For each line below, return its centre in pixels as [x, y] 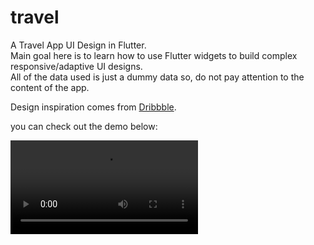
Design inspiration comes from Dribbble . [93, 107]
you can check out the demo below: [84, 126]
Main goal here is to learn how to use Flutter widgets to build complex [154, 55]
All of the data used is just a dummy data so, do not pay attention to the [157, 77]
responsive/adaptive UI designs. [76, 66]
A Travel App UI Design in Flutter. [78, 45]
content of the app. [50, 87]
